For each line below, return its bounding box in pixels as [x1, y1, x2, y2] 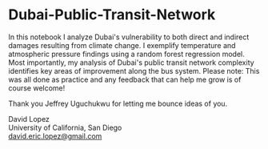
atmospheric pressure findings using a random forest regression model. [8, 49, 246, 58]
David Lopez [8, 114, 50, 123]
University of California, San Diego [8, 123, 122, 132]
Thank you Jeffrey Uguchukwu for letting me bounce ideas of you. [8, 99, 228, 108]
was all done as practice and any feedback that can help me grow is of [8, 74, 242, 84]
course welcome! [8, 83, 66, 93]
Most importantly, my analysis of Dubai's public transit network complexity [8, 58, 254, 67]
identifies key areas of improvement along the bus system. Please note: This [8, 66, 260, 75]
